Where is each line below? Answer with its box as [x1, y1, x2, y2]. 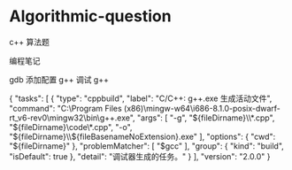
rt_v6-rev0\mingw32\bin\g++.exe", [9, 112, 135, 123]
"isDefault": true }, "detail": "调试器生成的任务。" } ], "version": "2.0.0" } [9, 151, 271, 161]
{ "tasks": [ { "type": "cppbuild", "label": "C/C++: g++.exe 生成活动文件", [9, 93, 273, 104]
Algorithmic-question [9, 6, 172, 27]
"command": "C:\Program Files [9, 103, 122, 113]
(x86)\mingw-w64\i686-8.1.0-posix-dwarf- [123, 103, 281, 113]
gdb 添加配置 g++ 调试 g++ [9, 73, 109, 85]
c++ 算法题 [9, 36, 50, 47]
